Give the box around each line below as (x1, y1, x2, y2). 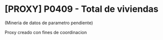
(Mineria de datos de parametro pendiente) (4, 20, 93, 26)
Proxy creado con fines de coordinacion (4, 29, 87, 35)
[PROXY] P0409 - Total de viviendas (4, 3, 159, 15)
